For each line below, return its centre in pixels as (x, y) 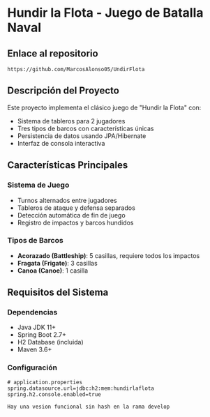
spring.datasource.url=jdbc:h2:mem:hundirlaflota (81, 388)
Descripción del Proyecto (63, 91)
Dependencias (32, 312)
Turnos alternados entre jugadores (67, 200)
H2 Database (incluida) (50, 342)
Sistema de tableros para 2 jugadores (71, 121)
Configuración (32, 367)
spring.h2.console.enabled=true (54, 394)
